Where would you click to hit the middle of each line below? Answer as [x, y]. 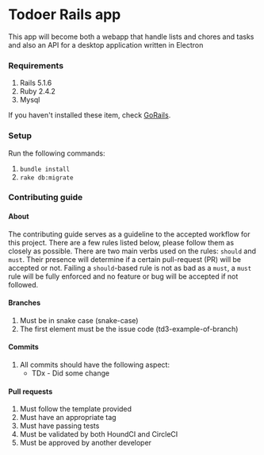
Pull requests [31, 391]
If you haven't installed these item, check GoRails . [90, 115]
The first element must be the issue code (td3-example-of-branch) [129, 329]
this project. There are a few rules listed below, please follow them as [121, 242]
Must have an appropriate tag [68, 418]
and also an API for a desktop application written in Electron [106, 44]
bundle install [45, 169]
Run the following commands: [57, 153]
